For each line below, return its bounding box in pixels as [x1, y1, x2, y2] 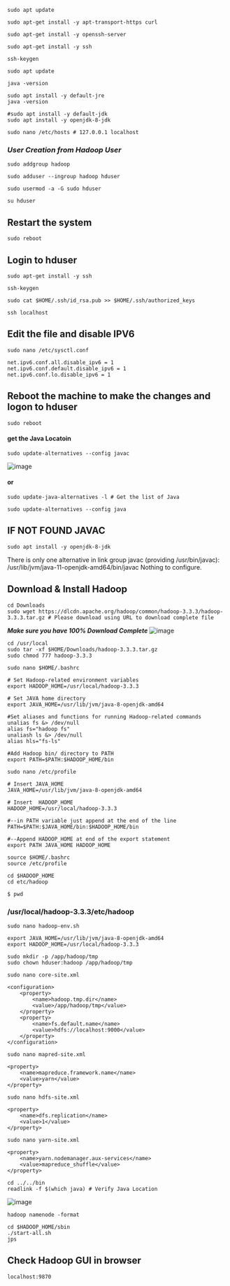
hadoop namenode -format [7, 1211, 80, 1218]
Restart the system [7, 217, 92, 229]
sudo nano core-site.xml [7, 971, 80, 978]
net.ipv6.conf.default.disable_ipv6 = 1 [7, 365, 127, 372]
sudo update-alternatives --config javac [7, 449, 130, 457]
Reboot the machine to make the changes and [7, 390, 211, 402]
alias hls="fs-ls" [7, 737, 61, 744]
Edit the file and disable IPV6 [7, 328, 135, 340]
